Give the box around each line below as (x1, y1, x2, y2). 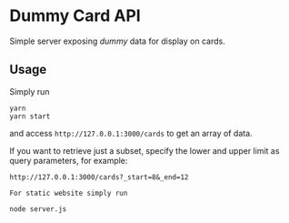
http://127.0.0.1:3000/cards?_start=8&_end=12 (9, 172, 189, 182)
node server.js (9, 204, 67, 214)
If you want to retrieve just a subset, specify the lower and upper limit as (9, 145, 280, 156)
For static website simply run (9, 188, 128, 198)
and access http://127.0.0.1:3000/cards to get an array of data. (9, 127, 253, 138)
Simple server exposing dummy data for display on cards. (9, 35, 225, 46)
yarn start (9, 111, 51, 121)
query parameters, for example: (9, 155, 128, 166)
